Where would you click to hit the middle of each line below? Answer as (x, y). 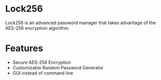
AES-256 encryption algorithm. (37, 28)
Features (24, 49)
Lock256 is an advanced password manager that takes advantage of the (80, 23)
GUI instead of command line (43, 73)
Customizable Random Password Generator (58, 67)
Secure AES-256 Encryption (42, 62)
